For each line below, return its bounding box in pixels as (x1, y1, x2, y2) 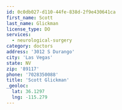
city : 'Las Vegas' (6, 54, 53, 61)
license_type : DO (6, 26, 51, 32)
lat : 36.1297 (12, 89, 45, 95)
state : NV (6, 60, 32, 66)
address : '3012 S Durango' (6, 49, 75, 55)
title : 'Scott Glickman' (6, 77, 70, 83)
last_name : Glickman (6, 20, 59, 26)
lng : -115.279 (12, 94, 48, 100)
